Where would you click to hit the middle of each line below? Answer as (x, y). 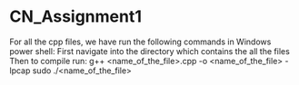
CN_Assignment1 (76, 17)
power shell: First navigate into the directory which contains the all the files (150, 51)
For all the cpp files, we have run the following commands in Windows (140, 42)
